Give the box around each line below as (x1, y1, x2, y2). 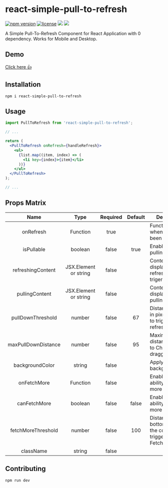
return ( (5, 139, 23, 144)
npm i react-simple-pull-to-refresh (5, 94, 81, 99)
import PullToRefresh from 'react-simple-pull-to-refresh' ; (5, 120, 133, 126)
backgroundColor (13, 362, 55, 369)
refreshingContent (12, 267, 56, 274)
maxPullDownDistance (7, 341, 61, 348)
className (20, 447, 47, 454)
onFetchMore (18, 379, 50, 386)
